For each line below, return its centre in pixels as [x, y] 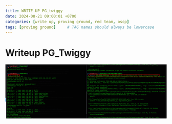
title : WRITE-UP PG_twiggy [34, 11]
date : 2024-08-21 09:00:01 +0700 [41, 16]
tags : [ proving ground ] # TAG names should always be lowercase [80, 27]
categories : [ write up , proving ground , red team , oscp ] [67, 22]
